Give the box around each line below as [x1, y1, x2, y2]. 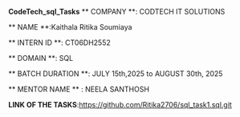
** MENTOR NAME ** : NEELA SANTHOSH [8, 84, 150, 94]
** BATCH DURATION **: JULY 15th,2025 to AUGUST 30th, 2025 [8, 69, 223, 79]
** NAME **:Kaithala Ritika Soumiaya [8, 22, 132, 31]
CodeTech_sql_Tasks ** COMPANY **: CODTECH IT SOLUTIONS [8, 7, 226, 16]
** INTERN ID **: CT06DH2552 [8, 38, 111, 47]
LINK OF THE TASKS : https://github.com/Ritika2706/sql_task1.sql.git [8, 100, 233, 109]
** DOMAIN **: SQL [8, 54, 74, 63]
